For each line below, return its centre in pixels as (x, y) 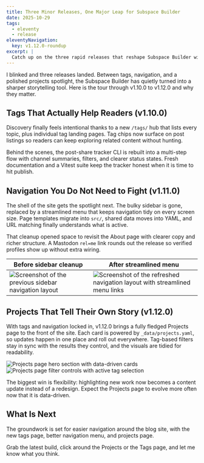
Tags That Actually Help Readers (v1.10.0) (87, 113)
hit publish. (20, 172)
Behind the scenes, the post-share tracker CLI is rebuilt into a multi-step (97, 152)
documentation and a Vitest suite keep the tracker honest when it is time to (100, 165)
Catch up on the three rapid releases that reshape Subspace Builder (101, 57)
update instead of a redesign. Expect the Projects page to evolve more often (102, 389)
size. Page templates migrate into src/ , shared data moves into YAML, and (99, 218)
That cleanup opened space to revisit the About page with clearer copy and (101, 237)
